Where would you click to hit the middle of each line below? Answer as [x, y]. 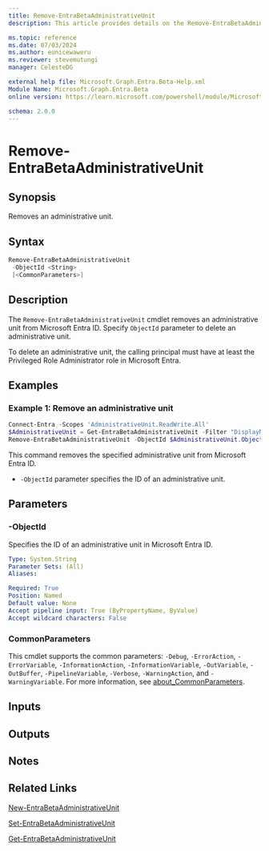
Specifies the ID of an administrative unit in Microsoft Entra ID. [111, 544]
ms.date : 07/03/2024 [43, 45]
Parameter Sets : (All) [46, 566]
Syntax [26, 241]
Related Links [43, 788]
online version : [35, 97]
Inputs [25, 706]
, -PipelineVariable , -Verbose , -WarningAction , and [125, 672]
